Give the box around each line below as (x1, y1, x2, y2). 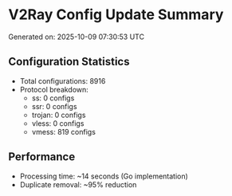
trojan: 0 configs (31, 110, 86, 120)
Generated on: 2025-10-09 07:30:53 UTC (8, 32, 145, 41)
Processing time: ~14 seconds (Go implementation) (19, 171, 189, 181)
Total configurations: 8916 (19, 76, 106, 85)
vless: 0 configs (31, 118, 85, 128)
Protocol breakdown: (19, 84, 89, 94)
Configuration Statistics (8, 55, 130, 69)
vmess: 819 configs (31, 127, 96, 136)
